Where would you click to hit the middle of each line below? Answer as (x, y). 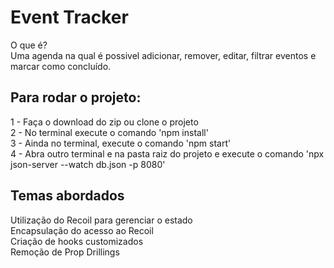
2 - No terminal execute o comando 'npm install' (109, 132)
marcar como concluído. (61, 66)
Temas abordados (67, 196)
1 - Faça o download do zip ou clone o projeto (104, 122)
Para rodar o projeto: (76, 97)
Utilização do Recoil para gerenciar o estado (101, 220)
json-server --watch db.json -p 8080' (88, 164)
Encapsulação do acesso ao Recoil (82, 230)
